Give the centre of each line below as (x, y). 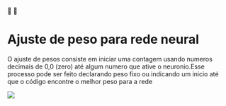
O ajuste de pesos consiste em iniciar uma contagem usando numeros (110, 59)
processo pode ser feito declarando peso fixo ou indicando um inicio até (113, 73)
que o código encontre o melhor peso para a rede (80, 81)
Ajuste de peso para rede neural (103, 40)
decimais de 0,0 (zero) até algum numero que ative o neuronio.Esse (106, 66)
